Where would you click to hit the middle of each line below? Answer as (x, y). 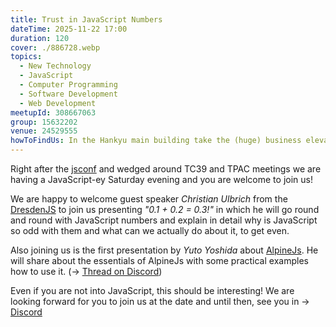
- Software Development (68, 94)
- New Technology (55, 66)
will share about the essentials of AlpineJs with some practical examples (159, 260)
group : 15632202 (44, 122)
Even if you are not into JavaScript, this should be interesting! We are (152, 290)
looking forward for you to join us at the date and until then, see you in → (160, 301)
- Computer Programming (68, 85)
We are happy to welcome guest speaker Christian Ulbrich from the (149, 199)
